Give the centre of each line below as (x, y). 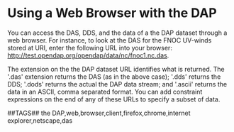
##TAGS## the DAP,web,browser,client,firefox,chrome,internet (99, 113)
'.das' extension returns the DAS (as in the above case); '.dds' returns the (114, 77)
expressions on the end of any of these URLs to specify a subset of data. (114, 99)
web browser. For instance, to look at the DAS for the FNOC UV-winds (110, 40)
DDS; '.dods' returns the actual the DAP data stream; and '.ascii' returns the (117, 84)
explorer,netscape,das (40, 120)
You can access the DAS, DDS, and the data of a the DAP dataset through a (117, 33)
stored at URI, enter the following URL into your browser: (90, 48)
